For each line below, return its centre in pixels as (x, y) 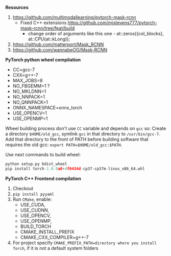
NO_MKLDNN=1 (29, 91)
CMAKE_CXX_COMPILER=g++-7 (54, 237)
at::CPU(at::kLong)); (49, 39)
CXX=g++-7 (25, 75)
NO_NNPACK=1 (29, 97)
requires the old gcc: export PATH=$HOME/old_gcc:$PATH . (64, 145)
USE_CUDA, (33, 204)
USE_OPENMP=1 (30, 119)
